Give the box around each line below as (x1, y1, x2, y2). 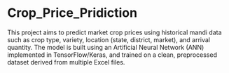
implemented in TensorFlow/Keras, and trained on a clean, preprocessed (7, 51, 217, 59)
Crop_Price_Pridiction (7, 5, 138, 21)
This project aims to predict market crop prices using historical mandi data (7, 28, 222, 36)
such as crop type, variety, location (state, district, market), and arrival (7, 35, 210, 44)
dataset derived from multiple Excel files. (7, 58, 125, 66)
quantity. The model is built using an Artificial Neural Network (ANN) (7, 43, 204, 51)
